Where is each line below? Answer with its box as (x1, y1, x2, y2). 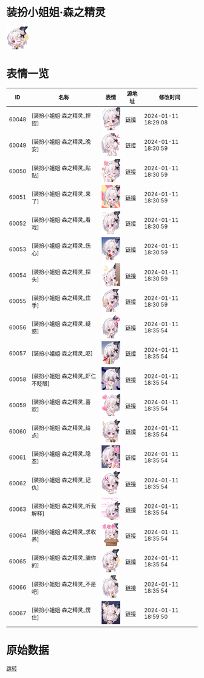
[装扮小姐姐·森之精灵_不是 (31, 580, 97, 587)
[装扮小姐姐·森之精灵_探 (31, 268, 91, 275)
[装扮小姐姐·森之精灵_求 (31, 528, 91, 535)
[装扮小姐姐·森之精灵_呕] (31, 350, 93, 357)
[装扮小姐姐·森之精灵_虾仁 (31, 372, 97, 379)
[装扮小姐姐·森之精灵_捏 (31, 112, 91, 120)
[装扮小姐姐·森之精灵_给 (31, 424, 91, 432)
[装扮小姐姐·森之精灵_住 (31, 294, 91, 301)
